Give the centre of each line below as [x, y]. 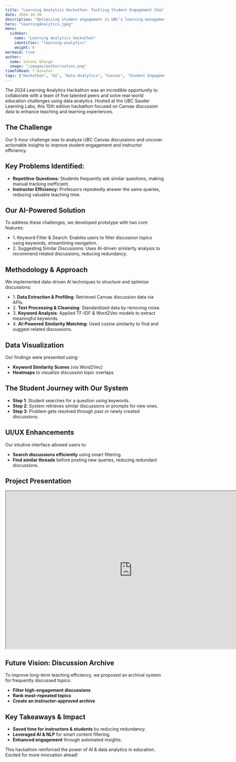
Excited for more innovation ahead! [42, 755]
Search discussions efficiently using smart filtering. [67, 454]
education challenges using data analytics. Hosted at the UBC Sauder [78, 101]
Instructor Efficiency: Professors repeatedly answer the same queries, [86, 189]
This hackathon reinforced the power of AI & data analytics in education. [80, 749]
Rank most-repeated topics [42, 696]
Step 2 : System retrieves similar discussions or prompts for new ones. [85, 406]
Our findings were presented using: [42, 357]
